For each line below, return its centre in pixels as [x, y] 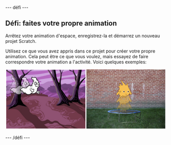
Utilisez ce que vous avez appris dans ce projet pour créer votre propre [80, 51]
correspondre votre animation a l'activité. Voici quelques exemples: [76, 62]
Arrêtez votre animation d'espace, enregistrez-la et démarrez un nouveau [83, 36]
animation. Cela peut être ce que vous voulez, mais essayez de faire [77, 56]
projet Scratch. [21, 41]
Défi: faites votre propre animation [61, 23]
